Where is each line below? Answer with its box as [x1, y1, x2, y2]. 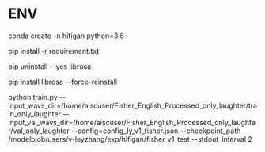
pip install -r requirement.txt [8, 46, 100, 55]
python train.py [8, 92, 58, 101]
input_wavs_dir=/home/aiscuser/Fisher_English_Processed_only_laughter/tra [8, 101, 258, 110]
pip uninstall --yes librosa [8, 61, 92, 71]
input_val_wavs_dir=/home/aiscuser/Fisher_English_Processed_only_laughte [8, 117, 256, 127]
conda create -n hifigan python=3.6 [8, 31, 125, 40]
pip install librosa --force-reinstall [8, 77, 117, 86]
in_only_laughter [8, 108, 62, 119]
